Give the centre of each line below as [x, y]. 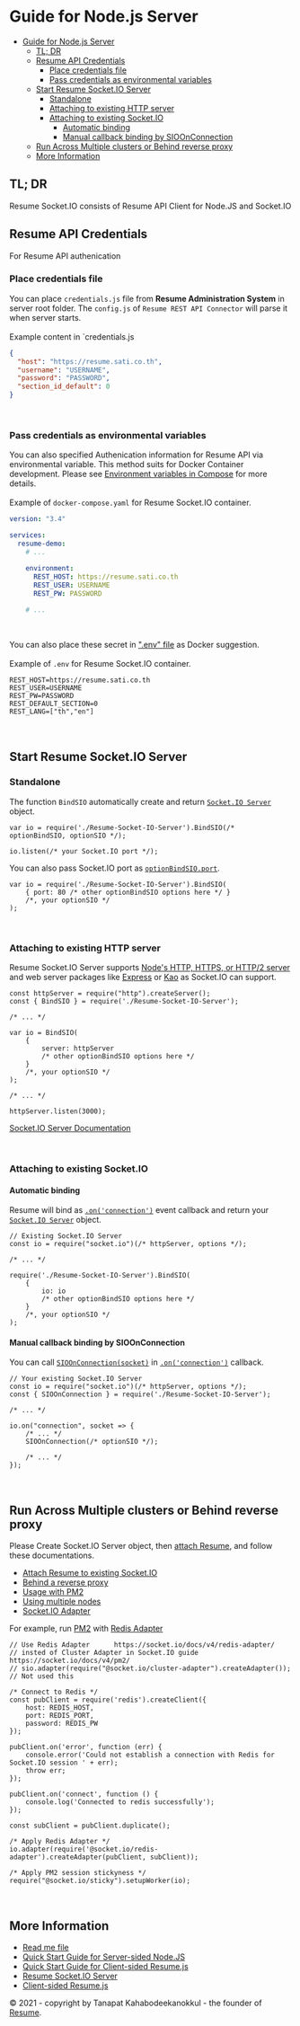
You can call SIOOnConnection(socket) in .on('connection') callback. [137, 1362]
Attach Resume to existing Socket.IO [90, 1573]
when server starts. [45, 317]
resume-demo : [42, 544]
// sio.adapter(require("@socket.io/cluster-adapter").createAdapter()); [150, 1668]
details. [23, 483]
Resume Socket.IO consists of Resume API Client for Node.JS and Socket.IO [150, 206]
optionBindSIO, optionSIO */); [68, 836]
